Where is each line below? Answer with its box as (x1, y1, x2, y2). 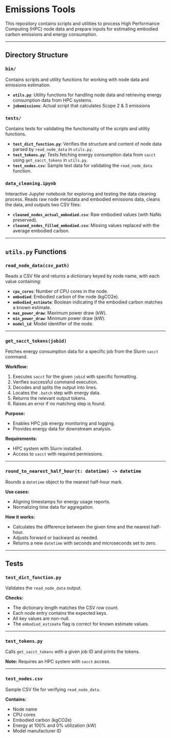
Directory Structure (5, 51, 69, 60)
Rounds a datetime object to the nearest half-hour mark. (5, 479, 123, 485)
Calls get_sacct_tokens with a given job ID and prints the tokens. (5, 648, 140, 655)
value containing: (5, 278, 42, 284)
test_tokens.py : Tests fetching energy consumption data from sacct (12, 151, 156, 157)
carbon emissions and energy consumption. (5, 31, 98, 37)
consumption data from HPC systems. (12, 97, 93, 103)
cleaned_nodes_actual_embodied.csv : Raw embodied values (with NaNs (12, 211, 162, 217)
